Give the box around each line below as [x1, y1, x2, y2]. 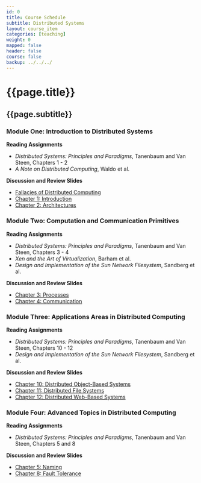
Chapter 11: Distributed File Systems [14, 387, 104, 394]
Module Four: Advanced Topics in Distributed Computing [6, 408, 176, 417]
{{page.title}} [6, 85, 75, 99]
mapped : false [6, 43, 42, 49]
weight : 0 [6, 37, 31, 43]
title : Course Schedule [6, 14, 66, 21]
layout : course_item [6, 25, 58, 32]
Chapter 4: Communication [14, 297, 82, 305]
